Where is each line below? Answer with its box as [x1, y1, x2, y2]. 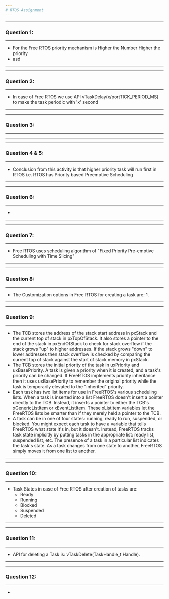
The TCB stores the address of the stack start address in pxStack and [12, 330, 157, 336]
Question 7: [5, 232, 34, 239]
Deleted [20, 513, 37, 519]
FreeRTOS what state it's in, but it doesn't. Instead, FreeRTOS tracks [12, 426, 154, 432]
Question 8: [5, 276, 35, 283]
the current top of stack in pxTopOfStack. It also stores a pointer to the [12, 335, 159, 341]
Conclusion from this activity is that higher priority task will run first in [12, 166, 157, 172]
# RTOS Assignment [5, 7, 44, 13]
